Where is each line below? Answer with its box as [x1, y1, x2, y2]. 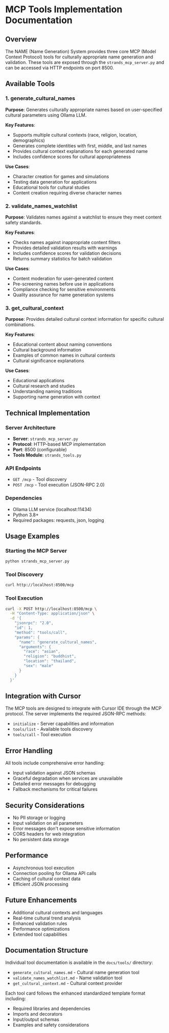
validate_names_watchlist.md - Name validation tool [12, 975, 123, 981]
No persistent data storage [12, 837, 69, 843]
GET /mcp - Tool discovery [12, 476, 67, 482]
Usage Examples [5, 532, 60, 540]
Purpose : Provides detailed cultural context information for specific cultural [5, 316, 164, 322]
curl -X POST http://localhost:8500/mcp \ [5, 606, 97, 611]
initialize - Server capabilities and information [12, 720, 114, 727]
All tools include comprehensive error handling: [5, 760, 105, 766]
